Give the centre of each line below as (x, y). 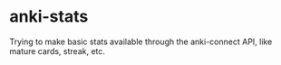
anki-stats (49, 17)
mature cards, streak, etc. (58, 51)
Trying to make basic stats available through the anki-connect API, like (141, 42)
